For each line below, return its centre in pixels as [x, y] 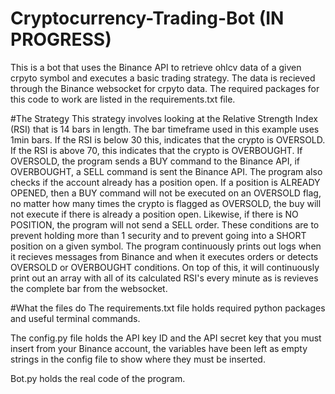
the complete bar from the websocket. [89, 288]
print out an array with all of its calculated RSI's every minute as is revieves [164, 278]
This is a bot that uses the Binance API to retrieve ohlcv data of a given [156, 67]
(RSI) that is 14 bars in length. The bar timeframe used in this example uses [165, 129]
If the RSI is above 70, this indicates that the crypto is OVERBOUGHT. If [156, 150]
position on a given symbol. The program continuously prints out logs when [166, 246]
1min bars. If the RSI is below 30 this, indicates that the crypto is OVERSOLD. [168, 139]
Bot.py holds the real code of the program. [98, 378]
